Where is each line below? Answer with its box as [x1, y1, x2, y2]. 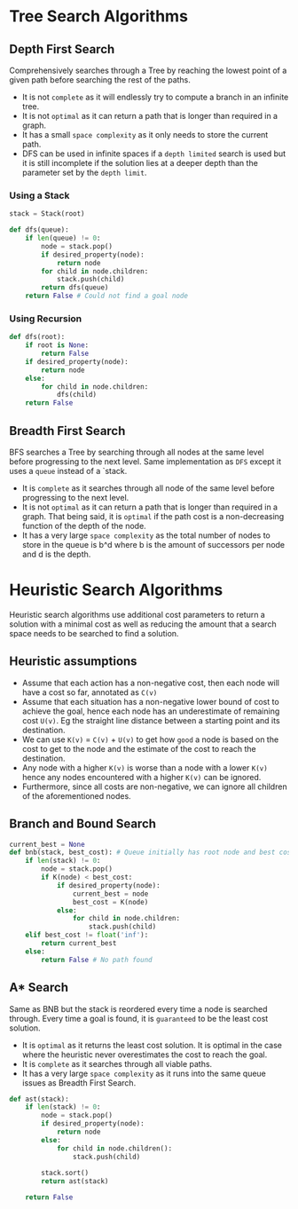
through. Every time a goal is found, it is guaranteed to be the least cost [9, 1013, 269, 1023]
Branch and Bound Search [9, 817, 157, 832]
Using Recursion [9, 312, 82, 325]
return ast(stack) [41, 1177, 109, 1186]
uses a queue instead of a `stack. [9, 466, 128, 477]
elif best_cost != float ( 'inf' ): [25, 930, 149, 940]
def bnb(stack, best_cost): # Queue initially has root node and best [9, 848, 276, 857]
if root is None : [25, 341, 90, 350]
